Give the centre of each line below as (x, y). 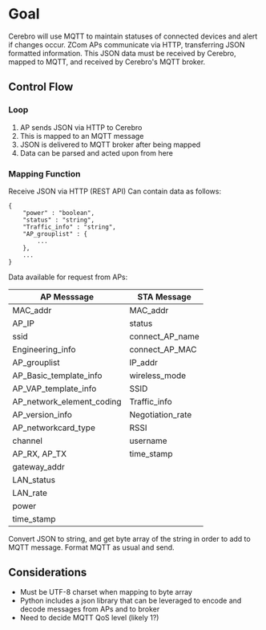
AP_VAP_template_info (54, 388)
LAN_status (34, 480)
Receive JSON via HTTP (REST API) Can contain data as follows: (115, 191)
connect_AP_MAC (163, 349)
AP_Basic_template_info (57, 376)
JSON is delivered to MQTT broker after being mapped (110, 144)
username (148, 441)
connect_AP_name (165, 336)
